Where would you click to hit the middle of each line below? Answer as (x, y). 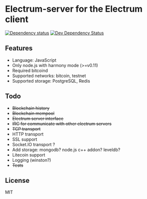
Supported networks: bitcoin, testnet (49, 76)
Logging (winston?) (31, 160)
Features (19, 48)
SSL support (25, 139)
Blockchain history (31, 108)
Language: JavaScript (34, 60)
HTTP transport (28, 134)
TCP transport (26, 129)
